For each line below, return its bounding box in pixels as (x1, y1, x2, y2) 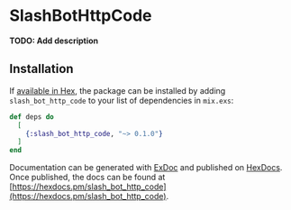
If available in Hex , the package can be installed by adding (9, 85, 226, 96)
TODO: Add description (9, 35, 99, 46)
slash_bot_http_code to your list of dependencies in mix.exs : (9, 95, 234, 105)
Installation (9, 61, 74, 77)
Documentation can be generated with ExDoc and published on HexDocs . (9, 162, 283, 173)
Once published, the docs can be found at (9, 172, 166, 183)
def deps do (9, 112, 54, 122)
